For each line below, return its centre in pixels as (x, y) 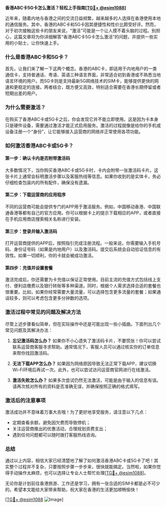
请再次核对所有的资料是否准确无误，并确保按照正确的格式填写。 (77, 386)
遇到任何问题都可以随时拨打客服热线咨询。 (56, 435)
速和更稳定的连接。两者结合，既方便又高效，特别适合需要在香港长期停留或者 (83, 87)
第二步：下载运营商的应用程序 (35, 195)
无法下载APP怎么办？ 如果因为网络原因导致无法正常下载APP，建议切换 (84, 363)
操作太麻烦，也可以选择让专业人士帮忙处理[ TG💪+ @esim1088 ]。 (83, 473)
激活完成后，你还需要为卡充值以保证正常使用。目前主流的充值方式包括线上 (81, 280)
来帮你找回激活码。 (32, 353)
